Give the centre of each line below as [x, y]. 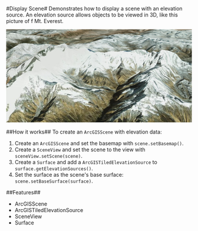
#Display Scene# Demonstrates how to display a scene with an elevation [94, 9]
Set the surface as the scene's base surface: [69, 175]
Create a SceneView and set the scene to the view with [80, 149]
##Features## [23, 192]
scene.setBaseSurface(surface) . [54, 181]
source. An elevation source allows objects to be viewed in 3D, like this [92, 15]
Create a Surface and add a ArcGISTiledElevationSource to [86, 162]
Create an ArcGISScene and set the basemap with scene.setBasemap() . [99, 143]
